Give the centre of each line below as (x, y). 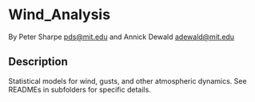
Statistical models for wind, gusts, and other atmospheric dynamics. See (127, 80)
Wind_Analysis (59, 15)
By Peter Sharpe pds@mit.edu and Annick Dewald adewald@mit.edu (121, 37)
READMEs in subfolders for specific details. (80, 89)
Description (38, 62)
